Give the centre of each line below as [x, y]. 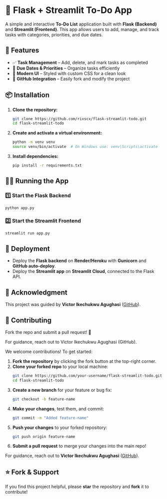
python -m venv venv [34, 142]
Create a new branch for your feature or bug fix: [62, 390]
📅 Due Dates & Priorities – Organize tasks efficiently [66, 68]
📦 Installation [27, 95]
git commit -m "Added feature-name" [50, 418]
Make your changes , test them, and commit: [58, 408]
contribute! [16, 492]
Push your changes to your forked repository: [60, 427]
